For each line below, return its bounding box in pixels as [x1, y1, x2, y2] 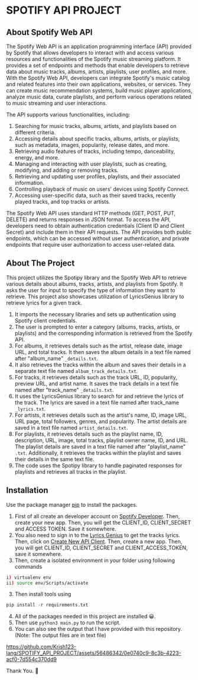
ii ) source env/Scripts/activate [6, 580, 89, 586]
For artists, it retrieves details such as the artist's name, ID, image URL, [14, 411, 187, 419]
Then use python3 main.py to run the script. [14, 619, 121, 626]
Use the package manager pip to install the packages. [6, 501, 138, 508]
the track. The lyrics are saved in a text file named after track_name [14, 398, 179, 406]
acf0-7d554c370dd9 [6, 656, 57, 663]
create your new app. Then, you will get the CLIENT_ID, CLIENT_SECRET [14, 519, 191, 526]
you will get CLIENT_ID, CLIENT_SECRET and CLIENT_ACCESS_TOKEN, [14, 544, 188, 551]
